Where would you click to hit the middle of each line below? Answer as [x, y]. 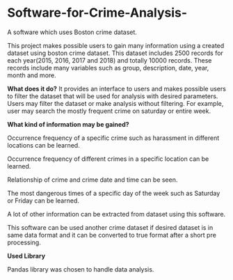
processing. [24, 242]
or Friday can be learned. [43, 201]
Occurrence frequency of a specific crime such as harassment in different [113, 138]
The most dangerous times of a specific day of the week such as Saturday [114, 193]
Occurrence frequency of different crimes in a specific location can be [108, 159]
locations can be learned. [43, 145]
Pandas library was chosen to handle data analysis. [81, 269]
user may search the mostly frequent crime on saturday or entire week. [109, 111]
